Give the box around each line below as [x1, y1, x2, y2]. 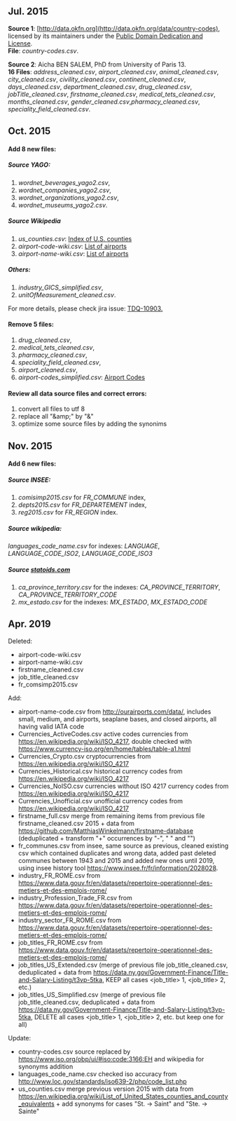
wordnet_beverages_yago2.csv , [18, 178, 111, 186]
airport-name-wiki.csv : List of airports [18, 249, 129, 258]
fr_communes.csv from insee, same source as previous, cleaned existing [18, 841, 229, 850]
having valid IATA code [18, 722, 85, 731]
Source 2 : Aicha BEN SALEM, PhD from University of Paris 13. [8, 60, 186, 69]
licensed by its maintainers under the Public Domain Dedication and [8, 32, 203, 40]
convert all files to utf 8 [18, 405, 85, 413]
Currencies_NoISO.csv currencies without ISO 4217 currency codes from [18, 782, 229, 790]
